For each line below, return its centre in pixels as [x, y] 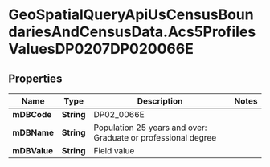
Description [160, 101]
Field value [114, 151]
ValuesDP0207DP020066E [101, 49]
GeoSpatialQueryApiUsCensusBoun [131, 15]
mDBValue [33, 151]
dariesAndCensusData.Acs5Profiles [132, 32]
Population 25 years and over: [150, 128]
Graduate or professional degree [155, 138]
